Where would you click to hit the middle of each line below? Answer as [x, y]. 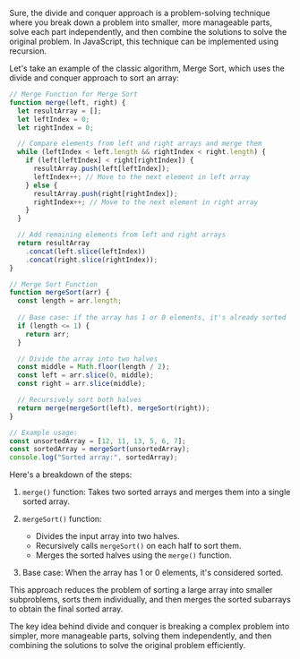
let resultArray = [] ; [60, 111]
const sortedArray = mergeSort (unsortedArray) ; [100, 449]
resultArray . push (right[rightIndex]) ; [105, 193]
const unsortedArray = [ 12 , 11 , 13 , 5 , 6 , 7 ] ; [98, 441]
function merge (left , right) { [68, 102]
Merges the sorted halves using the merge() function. [133, 555]
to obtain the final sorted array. [66, 609]
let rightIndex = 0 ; [56, 128]
